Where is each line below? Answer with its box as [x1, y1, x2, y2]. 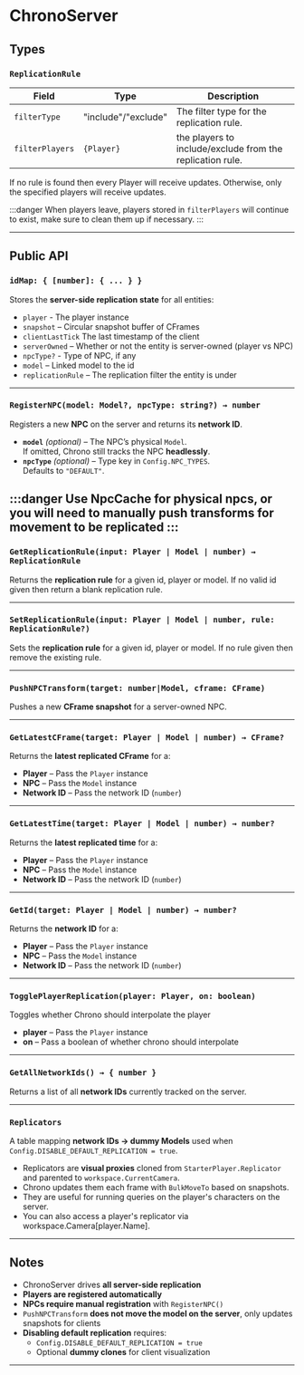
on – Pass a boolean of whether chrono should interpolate [22, 1036, 240, 1047]
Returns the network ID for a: [9, 923, 119, 934]
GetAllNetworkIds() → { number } [9, 1068, 157, 1078]
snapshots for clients [22, 1317, 101, 1328]
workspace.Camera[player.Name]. [22, 1220, 151, 1231]
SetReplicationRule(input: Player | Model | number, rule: [9, 615, 275, 625]
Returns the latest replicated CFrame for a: [9, 751, 171, 762]
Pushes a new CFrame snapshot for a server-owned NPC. [9, 701, 228, 712]
